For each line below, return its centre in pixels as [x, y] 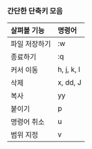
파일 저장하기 [31, 44]
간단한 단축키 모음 [35, 10]
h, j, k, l [69, 69]
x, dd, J [70, 82]
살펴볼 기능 [28, 30]
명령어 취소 [28, 122]
